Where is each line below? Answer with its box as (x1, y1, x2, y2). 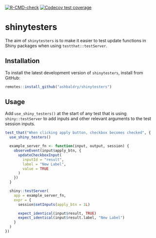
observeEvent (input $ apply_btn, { (14, 148, 82, 153)
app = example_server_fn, (14, 193, 67, 198)
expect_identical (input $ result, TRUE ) (17, 211, 97, 216)
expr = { (14, 197, 32, 203)
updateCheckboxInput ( (17, 153, 62, 157)
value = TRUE (22, 166, 49, 171)
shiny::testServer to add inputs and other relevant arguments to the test (5, 116, 152, 121)
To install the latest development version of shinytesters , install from (5, 69, 143, 75)
